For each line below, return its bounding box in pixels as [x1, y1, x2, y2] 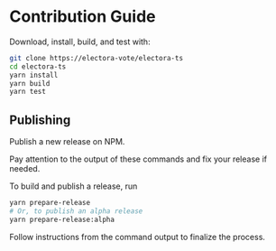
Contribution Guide [9, 6, 156, 27]
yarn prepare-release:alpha [9, 215, 115, 224]
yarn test [9, 88, 47, 97]
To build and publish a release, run [9, 181, 138, 191]
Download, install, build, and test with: [9, 36, 151, 47]
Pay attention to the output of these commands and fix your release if [9, 153, 268, 164]
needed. [9, 163, 41, 174]
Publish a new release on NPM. [9, 136, 125, 147]
